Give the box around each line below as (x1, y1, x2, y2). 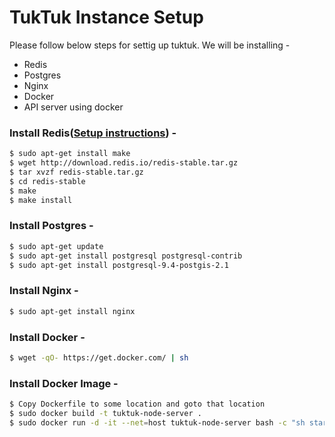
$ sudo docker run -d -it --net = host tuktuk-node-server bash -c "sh (9, 417, 306, 428)
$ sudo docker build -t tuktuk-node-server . (9, 408, 202, 418)
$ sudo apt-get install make (9, 149, 131, 159)
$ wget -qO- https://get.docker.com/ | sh (9, 352, 189, 363)
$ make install (9, 195, 73, 205)
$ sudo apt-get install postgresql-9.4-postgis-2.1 (9, 260, 229, 270)
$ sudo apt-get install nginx (9, 306, 136, 316)
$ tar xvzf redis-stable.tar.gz (9, 167, 144, 177)
